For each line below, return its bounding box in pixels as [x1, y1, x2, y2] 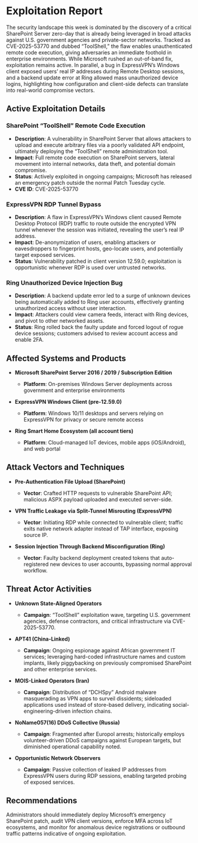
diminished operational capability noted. [23, 743, 122, 750]
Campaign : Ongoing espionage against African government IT [23, 646, 176, 654]
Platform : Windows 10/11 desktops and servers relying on [23, 410, 164, 417]
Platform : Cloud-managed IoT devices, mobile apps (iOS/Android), [23, 439, 186, 446]
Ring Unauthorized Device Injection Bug [6, 278, 123, 287]
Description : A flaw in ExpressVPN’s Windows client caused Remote [14, 213, 182, 220]
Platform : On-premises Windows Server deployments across [23, 381, 173, 388]
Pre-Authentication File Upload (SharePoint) [14, 478, 126, 485]
